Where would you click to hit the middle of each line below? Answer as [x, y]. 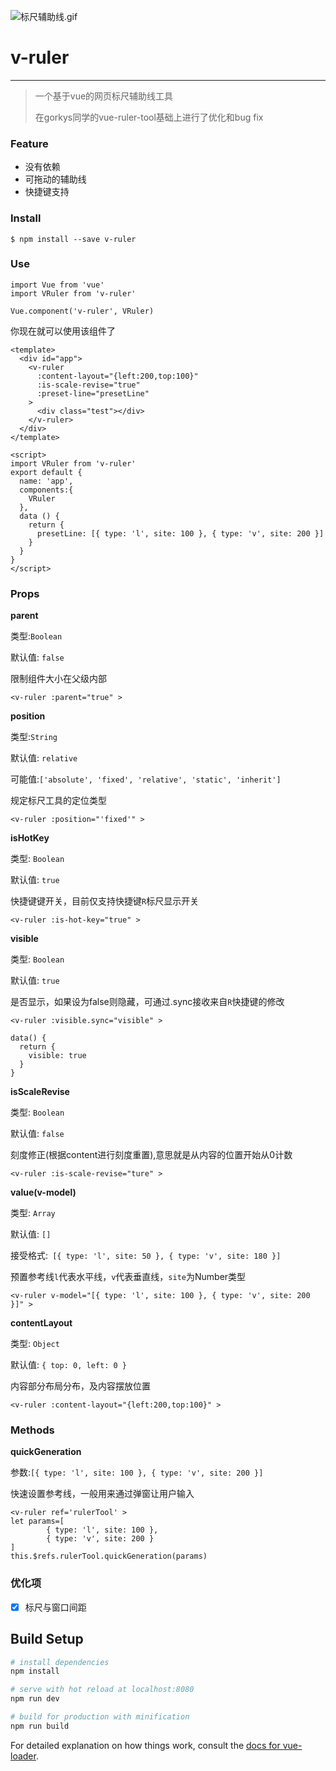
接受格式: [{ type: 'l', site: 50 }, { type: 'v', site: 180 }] [146, 1256]
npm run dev [35, 1699]
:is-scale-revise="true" [88, 385]
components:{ [46, 490]
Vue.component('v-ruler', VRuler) [82, 311]
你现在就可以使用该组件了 [63, 331]
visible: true [57, 1056]
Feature [29, 143]
